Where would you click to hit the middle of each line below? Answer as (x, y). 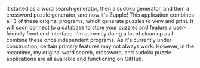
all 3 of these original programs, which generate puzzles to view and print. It (100, 21)
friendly (16, 34)
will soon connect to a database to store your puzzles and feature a (89, 27)
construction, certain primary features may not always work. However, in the (100, 46)
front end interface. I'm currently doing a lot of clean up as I (100, 34)
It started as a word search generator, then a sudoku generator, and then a (98, 9)
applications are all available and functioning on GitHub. (75, 59)
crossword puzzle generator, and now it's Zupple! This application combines (100, 15)
